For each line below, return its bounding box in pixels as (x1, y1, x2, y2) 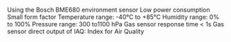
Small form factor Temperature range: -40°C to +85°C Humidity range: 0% (7, 13, 219, 21)
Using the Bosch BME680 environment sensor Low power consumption (7, 6, 210, 14)
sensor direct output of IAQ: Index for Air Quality (7, 27, 145, 35)
